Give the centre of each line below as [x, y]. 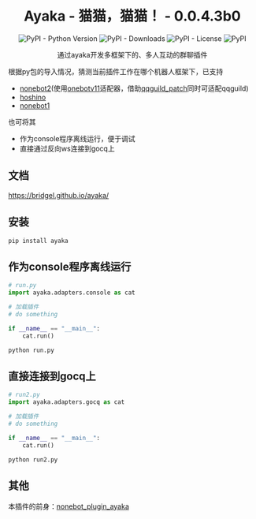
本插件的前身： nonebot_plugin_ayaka [69, 506]
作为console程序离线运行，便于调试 [77, 138]
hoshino [33, 97]
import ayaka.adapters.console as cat [72, 293]
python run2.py [33, 459]
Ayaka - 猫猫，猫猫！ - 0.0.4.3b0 [132, 16]
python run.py [32, 350]
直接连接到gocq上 [52, 377]
